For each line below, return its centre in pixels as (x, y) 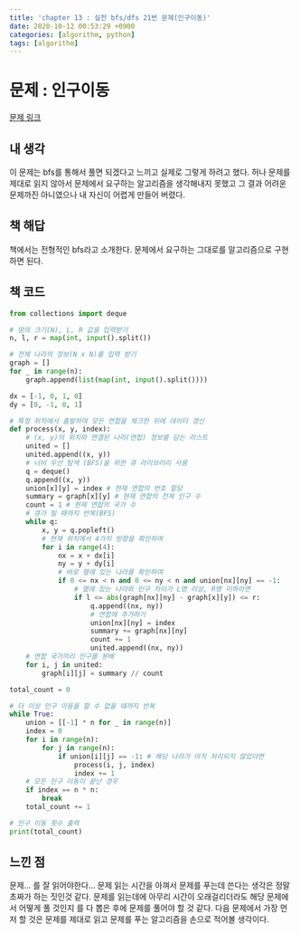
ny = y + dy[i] (86, 564)
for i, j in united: (64, 665)
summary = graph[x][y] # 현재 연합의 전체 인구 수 (113, 497)
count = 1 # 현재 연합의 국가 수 (81, 505)
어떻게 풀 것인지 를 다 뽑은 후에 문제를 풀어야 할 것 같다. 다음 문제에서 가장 (148, 908)
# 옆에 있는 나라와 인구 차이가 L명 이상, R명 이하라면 (162, 589)
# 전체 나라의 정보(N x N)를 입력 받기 (73, 355)
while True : (32, 714)
